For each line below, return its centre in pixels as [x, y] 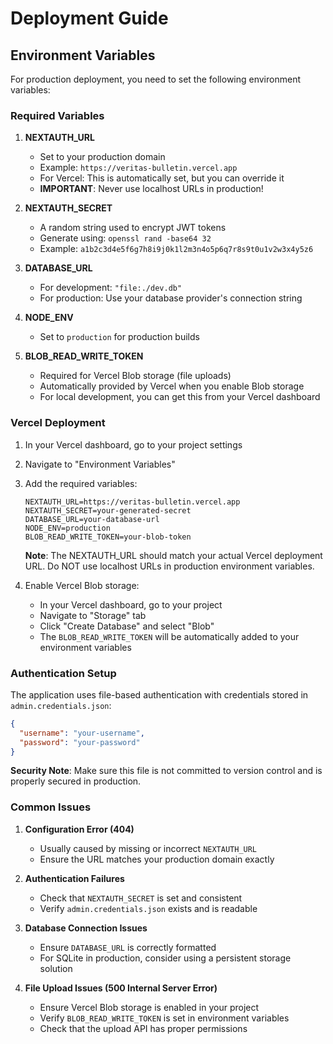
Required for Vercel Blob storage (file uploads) [135, 376]
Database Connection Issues [86, 928]
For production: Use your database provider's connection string [171, 298]
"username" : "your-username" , [82, 733]
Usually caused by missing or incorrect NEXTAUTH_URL [148, 848]
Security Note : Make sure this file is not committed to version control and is [166, 771]
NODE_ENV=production [67, 528]
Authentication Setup [63, 673]
